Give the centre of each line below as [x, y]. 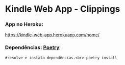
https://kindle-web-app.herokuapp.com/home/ [52, 35]
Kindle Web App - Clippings [62, 9]
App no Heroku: [24, 24]
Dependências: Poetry [32, 47]
